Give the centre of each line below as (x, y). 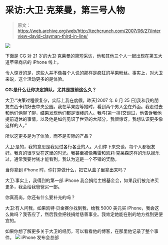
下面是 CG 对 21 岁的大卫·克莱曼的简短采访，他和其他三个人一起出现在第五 (82, 56)
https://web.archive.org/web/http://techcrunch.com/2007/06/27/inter (89, 31)
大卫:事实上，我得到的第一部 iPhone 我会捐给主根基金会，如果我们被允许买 (82, 180)
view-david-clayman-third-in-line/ (52, 36)
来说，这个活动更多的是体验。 (36, 79)
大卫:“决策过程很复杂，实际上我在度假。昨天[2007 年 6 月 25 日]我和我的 (80, 100)
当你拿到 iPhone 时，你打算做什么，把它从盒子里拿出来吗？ (66, 170)
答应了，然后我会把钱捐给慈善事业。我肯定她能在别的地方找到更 (92, 214)
